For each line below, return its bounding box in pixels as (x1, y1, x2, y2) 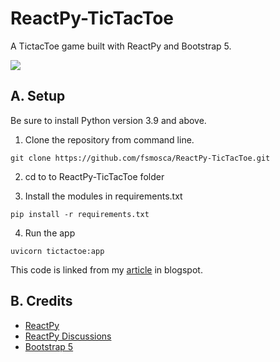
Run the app (24, 227, 76, 239)
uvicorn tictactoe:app (10, 246, 105, 256)
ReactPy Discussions (24, 330, 112, 342)
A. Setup (10, 88, 66, 105)
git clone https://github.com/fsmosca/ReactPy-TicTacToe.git (10, 153, 271, 163)
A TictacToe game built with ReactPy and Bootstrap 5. (10, 40, 232, 52)
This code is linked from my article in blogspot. (10, 263, 203, 276)
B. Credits (10, 293, 73, 310)
